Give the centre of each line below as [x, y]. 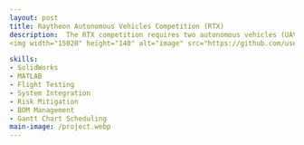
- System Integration [50, 93]
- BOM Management [42, 110]
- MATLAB [26, 77]
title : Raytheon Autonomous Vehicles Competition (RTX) [117, 26]
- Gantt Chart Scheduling [58, 119]
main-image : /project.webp [60, 127]
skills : [24, 60]
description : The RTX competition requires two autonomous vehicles [143, 34]
